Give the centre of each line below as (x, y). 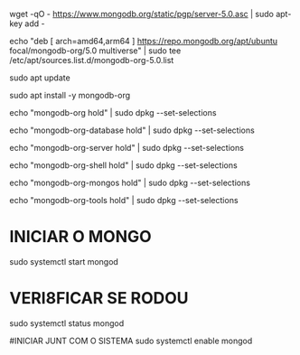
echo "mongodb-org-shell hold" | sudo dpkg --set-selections (123, 165)
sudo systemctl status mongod (67, 323)
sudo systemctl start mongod (64, 261)
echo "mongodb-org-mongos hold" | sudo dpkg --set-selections (130, 182)
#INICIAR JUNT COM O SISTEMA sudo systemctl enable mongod (131, 341)
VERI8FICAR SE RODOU (99, 299)
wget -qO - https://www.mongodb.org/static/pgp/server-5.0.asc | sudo (141, 14)
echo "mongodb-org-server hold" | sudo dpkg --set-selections (127, 148)
